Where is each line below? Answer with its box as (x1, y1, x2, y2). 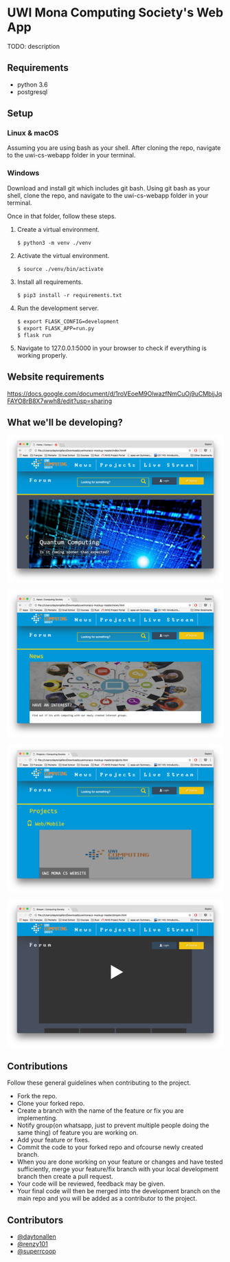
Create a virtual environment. (16, 225, 100, 233)
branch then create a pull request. (16, 1173, 113, 1181)
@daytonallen (16, 1232, 56, 1241)
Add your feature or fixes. (16, 1136, 91, 1144)
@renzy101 (16, 1240, 48, 1248)
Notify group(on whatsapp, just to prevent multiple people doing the (16, 1121, 209, 1129)
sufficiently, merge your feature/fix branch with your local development (16, 1165, 218, 1173)
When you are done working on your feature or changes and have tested (16, 1157, 223, 1166)
